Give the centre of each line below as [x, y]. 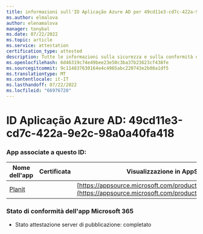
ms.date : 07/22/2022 [32, 34]
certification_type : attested [44, 51]
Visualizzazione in [153, 172]
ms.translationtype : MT [36, 74]
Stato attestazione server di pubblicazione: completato [83, 224]
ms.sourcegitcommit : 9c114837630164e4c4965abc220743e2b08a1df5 [88, 68]
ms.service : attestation [37, 46]
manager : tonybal [28, 29]
